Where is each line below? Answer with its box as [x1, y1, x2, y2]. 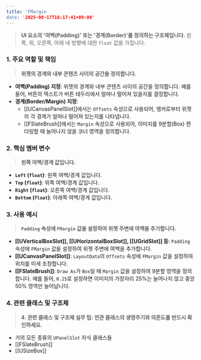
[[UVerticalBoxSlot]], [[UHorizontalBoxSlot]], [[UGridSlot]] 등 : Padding [14, 237, 190, 245]
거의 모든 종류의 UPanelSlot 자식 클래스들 [14, 334, 112, 341]
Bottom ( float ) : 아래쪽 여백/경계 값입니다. [14, 194, 112, 201]
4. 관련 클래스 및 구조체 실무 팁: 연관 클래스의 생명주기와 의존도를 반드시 [20, 313, 187, 321]
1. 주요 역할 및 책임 [6, 55, 56, 63]
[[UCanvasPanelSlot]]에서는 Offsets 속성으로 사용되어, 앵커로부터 [23, 105, 181, 112]
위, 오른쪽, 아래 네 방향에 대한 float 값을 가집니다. [29, 39, 145, 46]
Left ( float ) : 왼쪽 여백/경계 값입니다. [14, 172, 102, 179]
